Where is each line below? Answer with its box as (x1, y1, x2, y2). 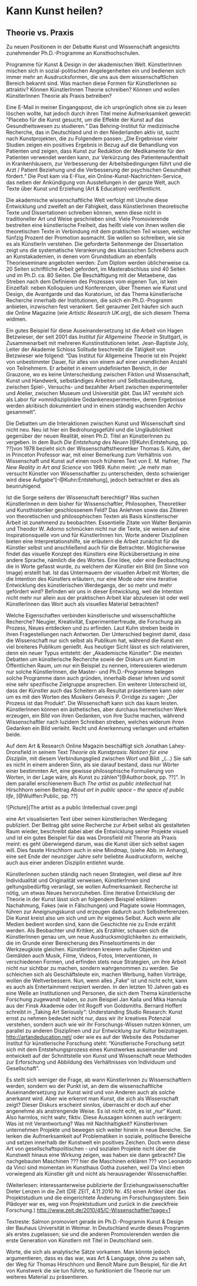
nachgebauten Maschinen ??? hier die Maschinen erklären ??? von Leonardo (6, 1157, 192, 1165)
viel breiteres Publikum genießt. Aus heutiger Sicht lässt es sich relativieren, (6, 643, 190, 650)
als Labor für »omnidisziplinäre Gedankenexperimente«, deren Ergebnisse (6, 396, 186, 403)
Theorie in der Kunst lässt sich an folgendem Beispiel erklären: (6, 896, 158, 903)
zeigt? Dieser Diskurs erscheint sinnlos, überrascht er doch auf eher (6, 1101, 172, 1108)
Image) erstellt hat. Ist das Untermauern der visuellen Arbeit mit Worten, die (6, 569, 189, 576)
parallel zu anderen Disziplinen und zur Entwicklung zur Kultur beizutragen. (6, 1027, 189, 1034)
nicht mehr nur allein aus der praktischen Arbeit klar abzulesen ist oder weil (6, 594, 189, 601)
